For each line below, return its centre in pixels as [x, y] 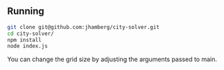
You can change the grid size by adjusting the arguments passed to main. [112, 59]
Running [26, 11]
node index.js [28, 46]
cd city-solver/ [31, 34]
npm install [24, 40]
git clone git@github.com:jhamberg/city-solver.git [83, 27]
